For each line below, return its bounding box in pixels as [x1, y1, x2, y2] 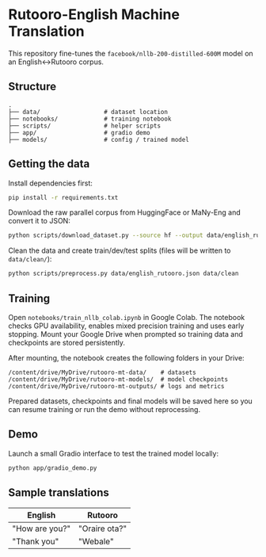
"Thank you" [12, 536, 59, 547]
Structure [8, 80, 57, 93]
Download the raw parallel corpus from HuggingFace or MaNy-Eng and [8, 208, 241, 217]
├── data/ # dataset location [8, 108, 169, 116]
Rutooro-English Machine [8, 6, 180, 24]
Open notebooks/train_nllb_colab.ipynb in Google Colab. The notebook [8, 313, 245, 322]
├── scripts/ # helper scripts [8, 121, 161, 130]
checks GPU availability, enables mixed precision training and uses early [8, 321, 245, 330]
